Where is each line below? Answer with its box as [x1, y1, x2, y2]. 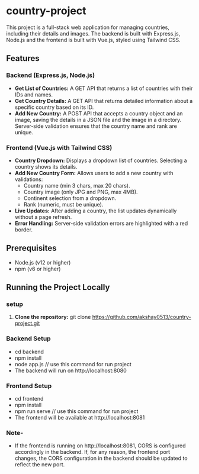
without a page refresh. [14, 213, 72, 220]
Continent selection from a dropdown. [23, 194, 117, 202]
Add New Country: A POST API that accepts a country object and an [14, 109, 183, 117]
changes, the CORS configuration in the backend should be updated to [14, 454, 188, 462]
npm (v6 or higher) [14, 265, 61, 272]
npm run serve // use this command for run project [14, 408, 139, 415]
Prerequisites [6, 243, 57, 253]
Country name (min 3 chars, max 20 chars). [23, 182, 130, 189]
